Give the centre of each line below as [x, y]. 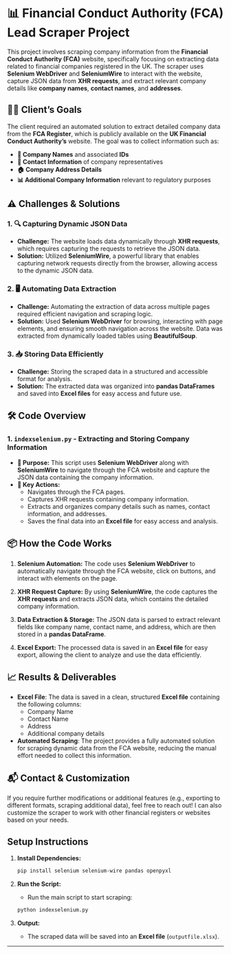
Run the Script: [39, 884]
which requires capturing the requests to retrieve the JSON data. [109, 249]
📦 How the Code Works [59, 544]
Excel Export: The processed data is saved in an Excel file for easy [112, 647]
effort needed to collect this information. [74, 756]
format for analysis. [44, 379]
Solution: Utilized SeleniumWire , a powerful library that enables [108, 256]
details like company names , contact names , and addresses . [95, 88]
